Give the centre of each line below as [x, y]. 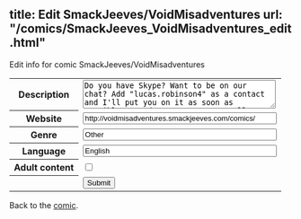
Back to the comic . [44, 205]
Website [44, 118]
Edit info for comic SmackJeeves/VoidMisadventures [107, 64]
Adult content [44, 168]
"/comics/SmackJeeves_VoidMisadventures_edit [150, 29]
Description [44, 95]
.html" [28, 43]
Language [44, 152]
